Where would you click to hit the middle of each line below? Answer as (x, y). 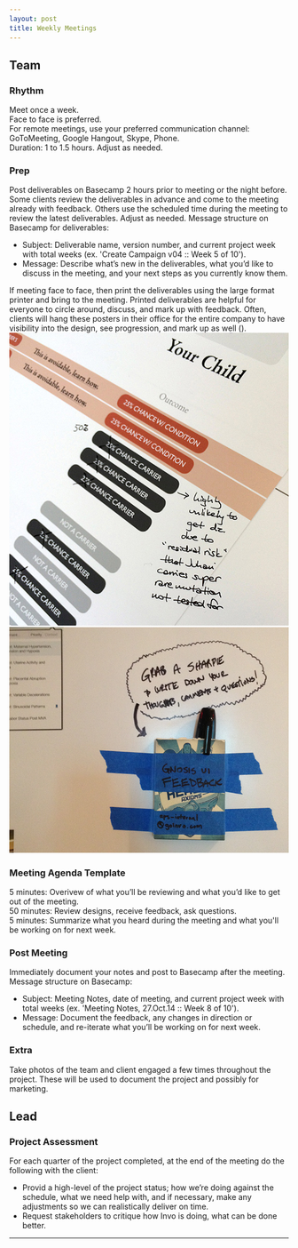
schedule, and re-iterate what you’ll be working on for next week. (141, 1028)
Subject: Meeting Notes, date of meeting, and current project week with (153, 999)
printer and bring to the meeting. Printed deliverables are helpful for (133, 300)
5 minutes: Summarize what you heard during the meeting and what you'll (144, 921)
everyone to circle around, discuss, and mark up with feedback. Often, (138, 309)
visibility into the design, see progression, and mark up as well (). (128, 328)
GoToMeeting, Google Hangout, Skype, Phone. (94, 139)
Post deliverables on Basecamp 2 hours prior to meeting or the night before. (148, 190)
